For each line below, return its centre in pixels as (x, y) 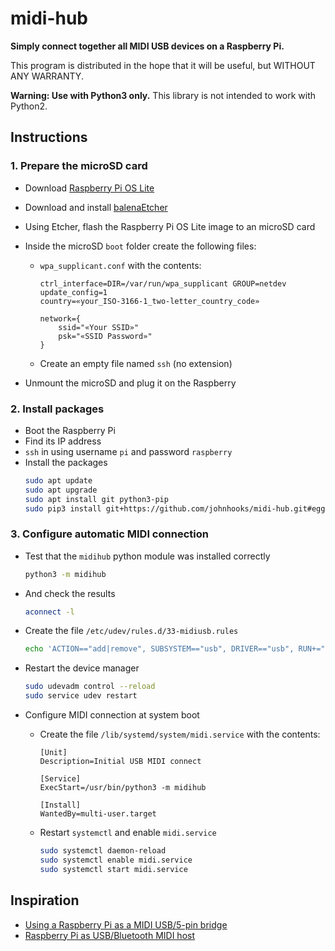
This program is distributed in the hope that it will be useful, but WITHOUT (163, 65)
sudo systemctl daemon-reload (103, 851)
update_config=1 (73, 292)
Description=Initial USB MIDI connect (120, 762)
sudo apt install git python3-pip (96, 499)
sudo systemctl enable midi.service (116, 860)
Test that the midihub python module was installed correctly (147, 556)
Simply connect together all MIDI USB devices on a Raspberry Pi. (147, 46)
